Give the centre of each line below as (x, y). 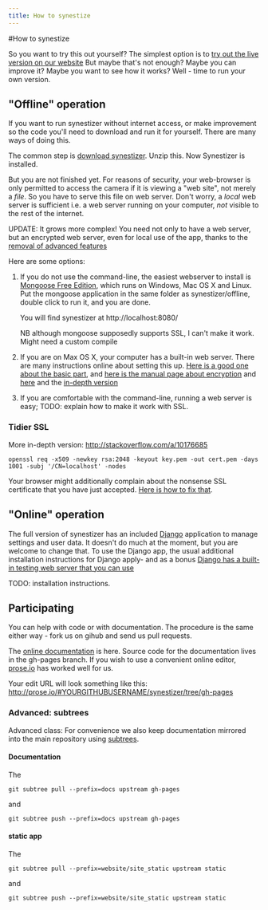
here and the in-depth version (69, 383)
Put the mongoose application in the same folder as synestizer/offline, (135, 294)
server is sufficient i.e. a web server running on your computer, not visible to (134, 205)
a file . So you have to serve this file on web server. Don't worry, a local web (132, 197)
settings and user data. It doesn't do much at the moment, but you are (123, 542)
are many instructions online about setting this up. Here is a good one (134, 366)
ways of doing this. (39, 140)
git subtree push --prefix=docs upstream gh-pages (94, 818)
